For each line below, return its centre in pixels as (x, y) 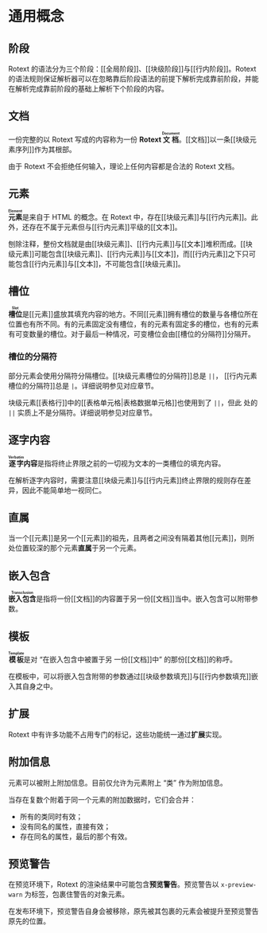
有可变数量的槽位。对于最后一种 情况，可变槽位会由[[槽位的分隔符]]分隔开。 (132, 334)
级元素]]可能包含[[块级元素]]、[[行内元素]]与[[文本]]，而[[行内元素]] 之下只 (128, 254)
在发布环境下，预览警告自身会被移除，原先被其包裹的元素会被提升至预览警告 (133, 912)
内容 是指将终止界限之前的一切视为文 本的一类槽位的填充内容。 (124, 463)
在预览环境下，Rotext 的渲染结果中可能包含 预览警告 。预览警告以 (114, 884)
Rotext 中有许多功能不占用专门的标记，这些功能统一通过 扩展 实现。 (117, 734)
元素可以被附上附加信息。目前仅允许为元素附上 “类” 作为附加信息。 (118, 783)
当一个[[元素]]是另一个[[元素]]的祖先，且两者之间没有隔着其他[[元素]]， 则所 (132, 538)
